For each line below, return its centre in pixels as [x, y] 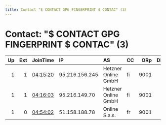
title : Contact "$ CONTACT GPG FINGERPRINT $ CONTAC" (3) [66, 10]
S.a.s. [109, 115]
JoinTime [43, 60]
